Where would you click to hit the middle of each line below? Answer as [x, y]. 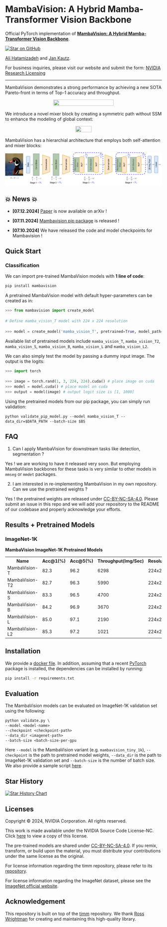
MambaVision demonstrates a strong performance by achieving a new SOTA [83, 87]
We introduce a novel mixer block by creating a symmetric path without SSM [83, 113]
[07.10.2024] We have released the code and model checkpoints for [82, 230]
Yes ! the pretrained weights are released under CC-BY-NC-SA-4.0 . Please [82, 499]
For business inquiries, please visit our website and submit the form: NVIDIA [83, 68]
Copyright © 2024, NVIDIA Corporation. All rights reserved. [66, 821]
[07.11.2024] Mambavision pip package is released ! [66, 220]
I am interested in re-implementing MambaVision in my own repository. [85, 484]
